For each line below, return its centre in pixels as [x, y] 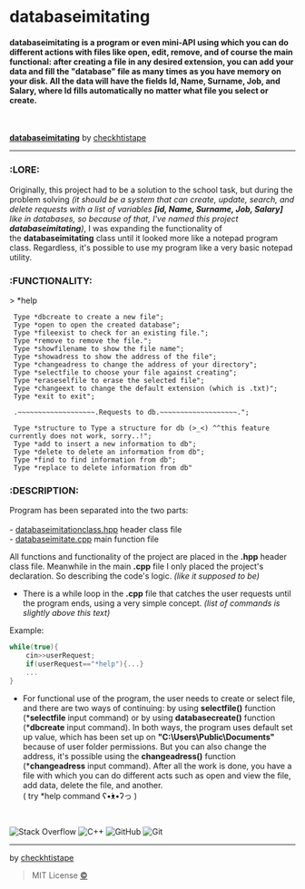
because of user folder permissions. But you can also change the [144, 747]
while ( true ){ [34, 647]
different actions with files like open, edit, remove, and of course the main [151, 52]
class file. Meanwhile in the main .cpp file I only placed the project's [137, 567]
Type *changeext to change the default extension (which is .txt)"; [146, 388]
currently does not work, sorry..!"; [81, 436]
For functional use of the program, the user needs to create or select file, [159, 698]
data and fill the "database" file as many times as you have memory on [145, 71]
